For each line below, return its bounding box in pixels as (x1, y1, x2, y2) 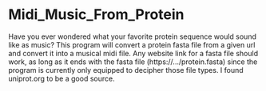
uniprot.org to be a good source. (8, 74, 115, 83)
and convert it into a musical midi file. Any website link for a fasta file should (8, 48, 258, 58)
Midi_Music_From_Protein (8, 6, 185, 24)
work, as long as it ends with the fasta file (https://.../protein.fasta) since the (8, 57, 258, 66)
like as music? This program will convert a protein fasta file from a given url (8, 40, 256, 49)
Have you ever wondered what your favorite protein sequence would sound (8, 32, 257, 41)
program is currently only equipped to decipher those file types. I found (8, 65, 244, 74)
